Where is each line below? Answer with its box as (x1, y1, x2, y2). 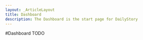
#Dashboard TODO (5, 30, 45, 36)
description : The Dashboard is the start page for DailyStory (5, 16, 138, 21)
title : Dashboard (5, 12, 42, 17)
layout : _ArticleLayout (5, 7, 55, 12)
